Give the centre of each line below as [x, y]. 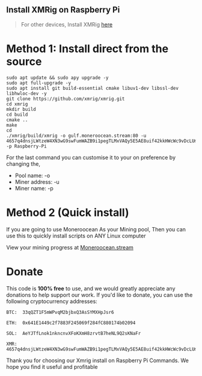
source [24, 61]
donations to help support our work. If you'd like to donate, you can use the [99, 295]
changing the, [23, 164]
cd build [17, 114]
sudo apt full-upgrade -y [38, 83]
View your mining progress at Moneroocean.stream [70, 247]
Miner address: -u [37, 182]
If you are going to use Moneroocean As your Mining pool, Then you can [96, 229]
